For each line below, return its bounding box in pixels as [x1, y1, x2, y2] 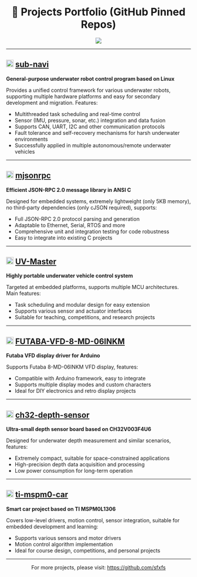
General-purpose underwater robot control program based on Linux [6, 75, 175, 82]
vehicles [14, 148, 35, 155]
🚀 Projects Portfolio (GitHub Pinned [11, 5, 186, 19]
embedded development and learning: [6, 523, 98, 530]
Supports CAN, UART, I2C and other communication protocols [14, 123, 165, 130]
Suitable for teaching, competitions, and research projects [14, 314, 155, 321]
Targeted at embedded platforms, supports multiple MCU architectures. [6, 284, 179, 291]
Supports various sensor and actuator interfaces [14, 307, 132, 314]
